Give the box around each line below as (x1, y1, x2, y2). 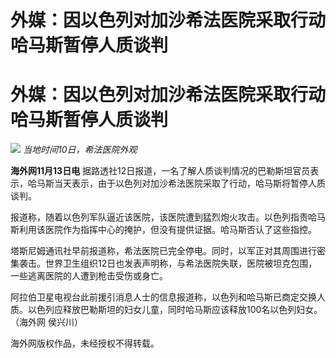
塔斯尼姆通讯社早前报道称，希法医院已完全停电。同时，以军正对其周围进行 (10, 245, 317, 257)
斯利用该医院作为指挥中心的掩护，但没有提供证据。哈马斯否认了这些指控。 (10, 224, 317, 236)
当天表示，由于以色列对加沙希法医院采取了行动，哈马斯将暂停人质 (53, 177, 326, 190)
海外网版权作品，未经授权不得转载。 (10, 337, 160, 350)
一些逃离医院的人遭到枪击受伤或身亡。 (10, 270, 168, 282)
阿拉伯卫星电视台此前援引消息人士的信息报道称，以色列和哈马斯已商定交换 (10, 291, 317, 303)
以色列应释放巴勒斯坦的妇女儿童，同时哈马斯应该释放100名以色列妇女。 (27, 304, 323, 316)
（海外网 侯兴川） (10, 316, 83, 328)
